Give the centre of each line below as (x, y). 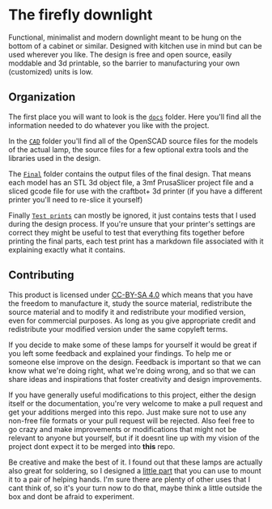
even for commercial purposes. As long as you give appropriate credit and (132, 320)
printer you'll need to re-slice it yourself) (76, 199)
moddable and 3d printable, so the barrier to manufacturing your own (124, 63)
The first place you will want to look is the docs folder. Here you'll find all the (135, 117)
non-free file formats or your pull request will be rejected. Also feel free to (132, 420)
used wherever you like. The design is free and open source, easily (120, 54)
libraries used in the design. (55, 158)
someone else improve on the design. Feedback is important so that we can (135, 362)
